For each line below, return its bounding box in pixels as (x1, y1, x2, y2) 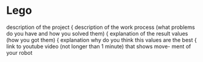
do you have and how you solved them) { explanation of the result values (6, 29, 188, 37)
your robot (6, 49, 33, 56)
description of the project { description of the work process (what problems (6, 23, 195, 31)
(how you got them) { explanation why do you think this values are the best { (6, 36, 197, 43)
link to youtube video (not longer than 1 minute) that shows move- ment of (6, 43, 191, 50)
